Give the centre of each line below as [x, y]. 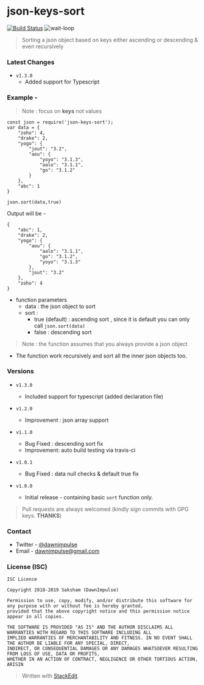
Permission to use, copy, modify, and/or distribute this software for [100, 601]
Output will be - [26, 213]
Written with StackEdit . [51, 676]
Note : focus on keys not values [62, 111]
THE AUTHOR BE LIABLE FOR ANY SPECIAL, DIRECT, [69, 644]
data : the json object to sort [60, 306]
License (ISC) [27, 567]
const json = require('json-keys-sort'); [60, 122]
